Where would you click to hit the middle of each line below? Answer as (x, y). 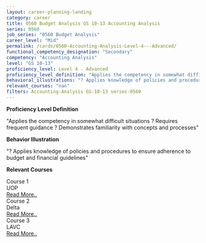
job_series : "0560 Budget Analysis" (53, 35)
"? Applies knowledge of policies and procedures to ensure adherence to (99, 151)
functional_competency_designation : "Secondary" (70, 52)
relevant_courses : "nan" (38, 86)
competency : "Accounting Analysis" (52, 58)
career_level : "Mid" (33, 40)
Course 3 (18, 220)
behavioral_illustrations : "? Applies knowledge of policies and (91, 80)
